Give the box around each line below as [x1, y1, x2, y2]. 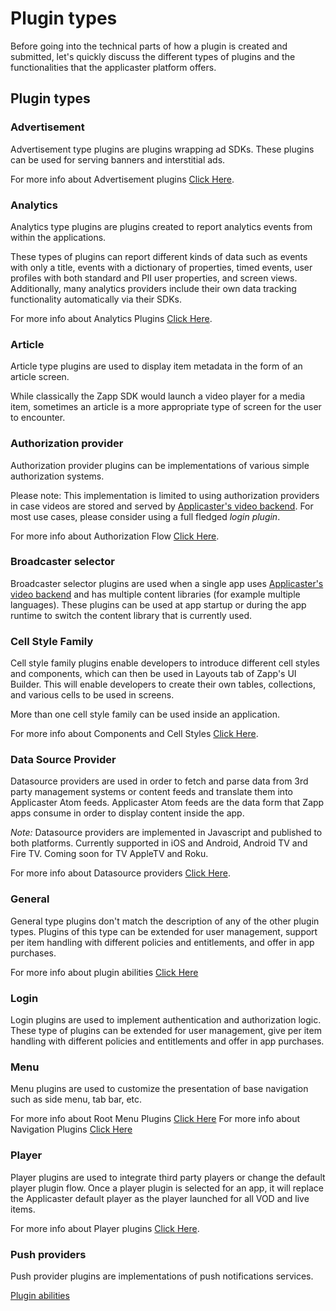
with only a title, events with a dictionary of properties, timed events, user [10, 261, 313, 273]
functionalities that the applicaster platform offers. [10, 61, 217, 73]
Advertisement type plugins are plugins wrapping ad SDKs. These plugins [10, 143, 315, 155]
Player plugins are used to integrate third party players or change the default [10, 1171, 326, 1183]
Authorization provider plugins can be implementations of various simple [10, 459, 310, 471]
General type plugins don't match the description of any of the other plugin [10, 915, 320, 927]
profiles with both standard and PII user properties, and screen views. [10, 272, 298, 284]
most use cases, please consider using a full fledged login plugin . [10, 510, 281, 522]
